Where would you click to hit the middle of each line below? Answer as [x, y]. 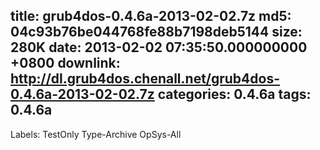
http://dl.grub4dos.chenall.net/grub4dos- [145, 79]
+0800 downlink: [65, 63]
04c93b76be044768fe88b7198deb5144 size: [156, 32]
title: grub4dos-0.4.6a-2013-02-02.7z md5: [151, 16]
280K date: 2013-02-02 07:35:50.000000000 [159, 47]
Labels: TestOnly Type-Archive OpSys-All [96, 134]
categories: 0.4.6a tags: [234, 94]
